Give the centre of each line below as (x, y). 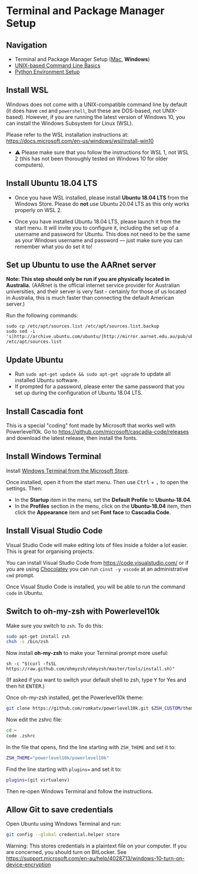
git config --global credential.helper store (63, 835)
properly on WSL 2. (38, 210)
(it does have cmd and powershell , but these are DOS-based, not (83, 111)
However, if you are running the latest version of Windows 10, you (105, 117)
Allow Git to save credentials (60, 810)
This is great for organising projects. (50, 551)
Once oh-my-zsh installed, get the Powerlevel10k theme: (75, 698)
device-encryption (29, 865)
